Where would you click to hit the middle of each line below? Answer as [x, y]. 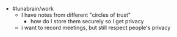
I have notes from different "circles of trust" [76, 15]
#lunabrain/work [33, 9]
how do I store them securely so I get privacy [87, 21]
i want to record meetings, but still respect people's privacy [96, 27]
